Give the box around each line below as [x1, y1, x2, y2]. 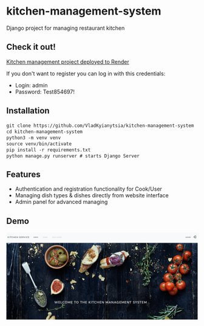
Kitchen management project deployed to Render [6, 58, 129, 65]
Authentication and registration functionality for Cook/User [15, 185, 163, 192]
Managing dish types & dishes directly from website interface [15, 192, 169, 199]
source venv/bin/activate [6, 141, 72, 147]
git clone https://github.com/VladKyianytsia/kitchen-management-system [6, 123, 194, 129]
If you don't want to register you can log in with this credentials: [6, 70, 166, 77]
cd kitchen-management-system [6, 129, 83, 135]
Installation [6, 106, 50, 116]
